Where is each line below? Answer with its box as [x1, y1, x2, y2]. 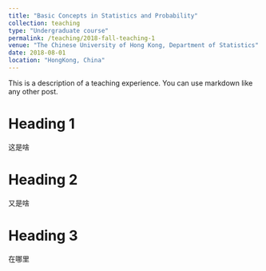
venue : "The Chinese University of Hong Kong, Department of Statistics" [8, 42, 260, 50]
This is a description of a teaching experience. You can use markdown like [8, 78, 253, 88]
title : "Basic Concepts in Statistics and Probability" [8, 11, 198, 20]
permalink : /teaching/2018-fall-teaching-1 [8, 34, 156, 42]
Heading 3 [8, 226, 78, 245]
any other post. [8, 86, 58, 96]
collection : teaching [8, 19, 81, 27]
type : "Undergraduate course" [8, 26, 109, 34]
